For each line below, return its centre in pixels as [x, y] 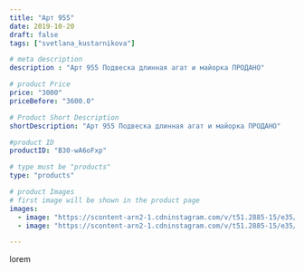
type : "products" [42, 176]
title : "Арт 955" [42, 18]
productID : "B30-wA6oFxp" [58, 151]
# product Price [40, 84]
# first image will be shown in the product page [105, 200]
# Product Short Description [64, 117]
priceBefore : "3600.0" [52, 101]
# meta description [46, 60]
